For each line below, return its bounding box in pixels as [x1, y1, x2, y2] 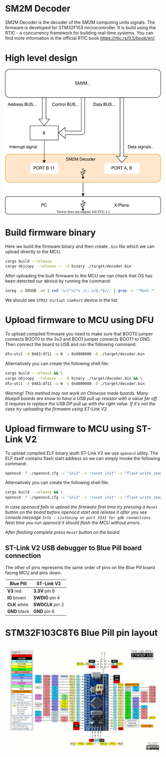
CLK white [7, 602, 29, 608]
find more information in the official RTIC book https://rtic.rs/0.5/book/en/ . [5, 35, 156, 41]
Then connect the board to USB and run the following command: [5, 342, 137, 348]
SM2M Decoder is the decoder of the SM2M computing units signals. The [5, 19, 156, 25]
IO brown [7, 594, 26, 601]
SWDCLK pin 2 [33, 602, 64, 608]
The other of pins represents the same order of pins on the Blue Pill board [5, 564, 155, 570]
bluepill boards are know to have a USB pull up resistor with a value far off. [5, 395, 158, 401]
